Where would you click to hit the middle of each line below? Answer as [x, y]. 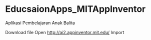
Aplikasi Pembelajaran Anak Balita [40, 23]
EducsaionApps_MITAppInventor [75, 9]
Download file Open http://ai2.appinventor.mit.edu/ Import [65, 32]
